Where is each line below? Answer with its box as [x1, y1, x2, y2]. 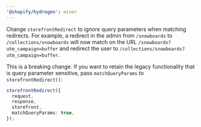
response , [12, 99, 36, 105]
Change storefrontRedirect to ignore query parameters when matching [6, 25, 186, 33]
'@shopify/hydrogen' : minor [6, 8, 78, 15]
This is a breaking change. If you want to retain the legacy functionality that [6, 63, 196, 70]
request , [12, 93, 34, 99]
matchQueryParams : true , [12, 110, 75, 116]
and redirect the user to [59, 45, 118, 52]
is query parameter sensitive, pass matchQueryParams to [6, 69, 144, 76]
